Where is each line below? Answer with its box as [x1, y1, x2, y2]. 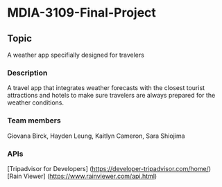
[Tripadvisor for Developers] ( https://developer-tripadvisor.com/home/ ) [7, 164, 212, 172]
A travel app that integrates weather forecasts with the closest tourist [7, 84, 205, 92]
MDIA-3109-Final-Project [7, 5, 156, 21]
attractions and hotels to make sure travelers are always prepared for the [7, 91, 216, 100]
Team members [7, 116, 61, 125]
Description [7, 68, 48, 78]
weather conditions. [7, 98, 65, 107]
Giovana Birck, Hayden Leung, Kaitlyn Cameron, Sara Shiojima [7, 132, 185, 140]
